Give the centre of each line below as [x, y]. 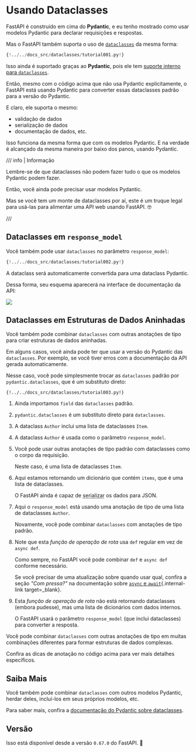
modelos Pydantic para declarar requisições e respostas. [75, 32]
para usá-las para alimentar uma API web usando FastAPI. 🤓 [79, 206]
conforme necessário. [41, 566]
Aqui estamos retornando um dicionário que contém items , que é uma [99, 478]
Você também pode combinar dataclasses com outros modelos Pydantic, [94, 693]
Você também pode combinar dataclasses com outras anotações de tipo [94, 334]
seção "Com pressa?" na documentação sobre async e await [88, 584]
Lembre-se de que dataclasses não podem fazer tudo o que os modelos [93, 171]
